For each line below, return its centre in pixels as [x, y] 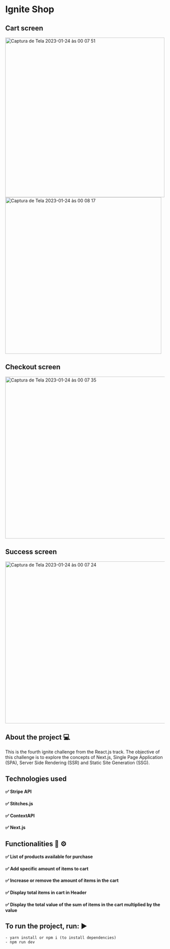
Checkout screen [33, 367]
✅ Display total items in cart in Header [46, 892]
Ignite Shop [30, 9]
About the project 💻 [38, 737]
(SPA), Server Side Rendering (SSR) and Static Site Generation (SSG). [78, 763]
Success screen [31, 552]
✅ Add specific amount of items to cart [47, 868]
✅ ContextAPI [20, 815]
